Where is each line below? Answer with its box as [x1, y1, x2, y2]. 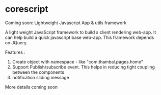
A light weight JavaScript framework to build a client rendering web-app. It [5, 29, 156, 35]
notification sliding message [12, 74, 70, 80]
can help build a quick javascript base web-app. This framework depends [5, 34, 154, 40]
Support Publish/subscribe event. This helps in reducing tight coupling [12, 64, 155, 70]
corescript [5, 3, 49, 15]
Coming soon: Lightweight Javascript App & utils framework [5, 20, 127, 26]
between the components [12, 69, 65, 75]
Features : [5, 49, 26, 55]
